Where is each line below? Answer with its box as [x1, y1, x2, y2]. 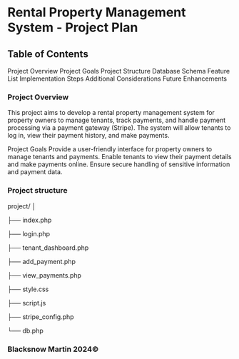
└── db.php [7, 326, 44, 335]
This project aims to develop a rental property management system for [7, 108, 215, 117]
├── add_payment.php [7, 257, 76, 266]
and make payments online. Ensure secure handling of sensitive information [7, 160, 230, 168]
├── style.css [7, 285, 49, 293]
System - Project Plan [7, 19, 138, 36]
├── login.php [7, 229, 51, 238]
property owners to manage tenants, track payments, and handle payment [7, 116, 226, 125]
